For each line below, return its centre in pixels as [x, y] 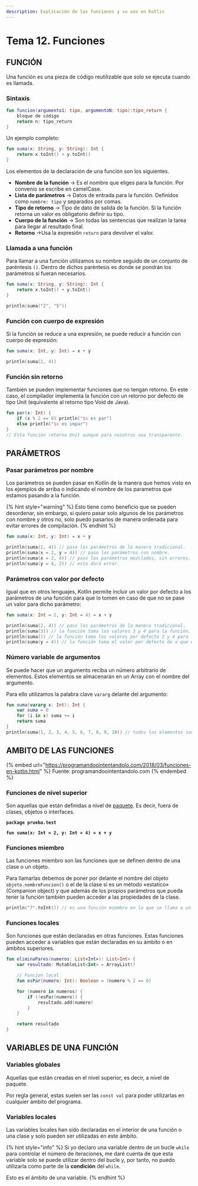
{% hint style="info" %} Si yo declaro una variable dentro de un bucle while [98, 1148]
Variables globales [33, 1064]
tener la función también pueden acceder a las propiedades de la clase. [93, 897]
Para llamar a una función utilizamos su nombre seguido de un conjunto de [97, 261]
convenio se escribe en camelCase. [58, 189]
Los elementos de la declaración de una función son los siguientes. [88, 171]
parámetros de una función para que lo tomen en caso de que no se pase [95, 598]
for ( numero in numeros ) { [50, 991]
